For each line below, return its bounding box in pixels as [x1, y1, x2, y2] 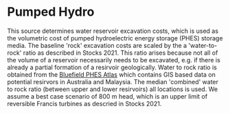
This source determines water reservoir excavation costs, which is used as [7, 27, 218, 35]
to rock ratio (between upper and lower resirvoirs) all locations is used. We [7, 85, 218, 93]
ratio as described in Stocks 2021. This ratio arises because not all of [23, 49, 218, 57]
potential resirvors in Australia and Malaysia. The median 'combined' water [7, 77, 218, 86]
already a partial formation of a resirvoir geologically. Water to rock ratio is [7, 63, 218, 71]
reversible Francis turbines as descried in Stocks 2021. [7, 99, 162, 108]
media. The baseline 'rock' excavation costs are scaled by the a [7, 41, 187, 49]
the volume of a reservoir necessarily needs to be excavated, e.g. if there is [7, 55, 221, 64]
